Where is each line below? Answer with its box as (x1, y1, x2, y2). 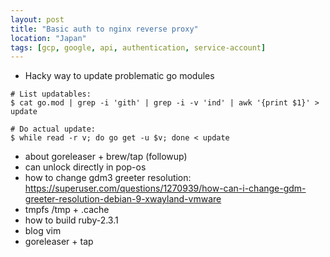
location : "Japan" (10, 33, 87, 43)
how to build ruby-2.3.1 (24, 214, 119, 226)
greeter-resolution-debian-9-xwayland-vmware (24, 193, 222, 205)
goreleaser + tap (24, 236, 94, 248)
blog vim (24, 225, 62, 237)
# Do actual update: (10, 124, 97, 135)
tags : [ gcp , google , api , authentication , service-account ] (10, 42, 267, 53)
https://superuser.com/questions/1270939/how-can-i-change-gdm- (24, 182, 307, 195)
